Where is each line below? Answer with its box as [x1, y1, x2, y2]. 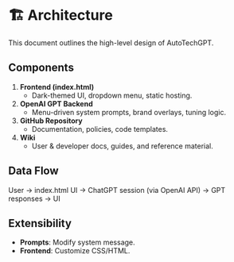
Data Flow [8, 164, 59, 178]
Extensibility [8, 216, 72, 230]
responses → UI [8, 194, 61, 203]
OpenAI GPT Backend [19, 98, 93, 108]
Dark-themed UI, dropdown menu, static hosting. [31, 91, 193, 100]
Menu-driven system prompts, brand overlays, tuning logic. [31, 107, 227, 117]
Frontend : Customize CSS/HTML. [19, 246, 131, 256]
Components [8, 61, 74, 75]
